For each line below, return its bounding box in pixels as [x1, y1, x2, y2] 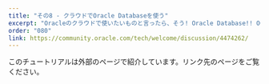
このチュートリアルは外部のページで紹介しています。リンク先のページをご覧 [8, 57, 260, 66]
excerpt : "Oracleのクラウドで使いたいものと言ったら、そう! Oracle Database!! [8, 19, 254, 27]
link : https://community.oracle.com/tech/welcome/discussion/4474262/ [8, 34, 249, 42]
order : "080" [8, 26, 52, 34]
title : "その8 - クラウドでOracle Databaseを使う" [8, 11, 169, 20]
